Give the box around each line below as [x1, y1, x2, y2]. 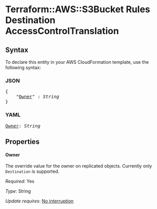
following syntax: [5, 65, 41, 70]
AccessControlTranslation [5, 25, 119, 37]
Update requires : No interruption [5, 198, 74, 204]
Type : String [5, 188, 31, 194]
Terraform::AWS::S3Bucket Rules [5, 4, 150, 15]
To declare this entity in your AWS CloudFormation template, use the [5, 59, 149, 65]
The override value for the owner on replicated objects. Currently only [5, 163, 152, 169]
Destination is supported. [5, 168, 60, 174]
